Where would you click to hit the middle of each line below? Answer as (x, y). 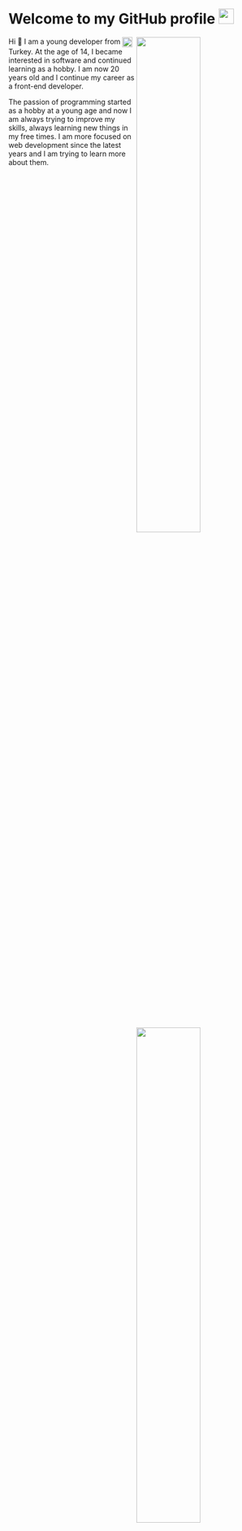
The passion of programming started (70, 102)
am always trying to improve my (62, 119)
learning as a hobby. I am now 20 (64, 69)
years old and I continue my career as (71, 78)
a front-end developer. (46, 86)
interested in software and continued (70, 60)
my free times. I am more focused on (70, 137)
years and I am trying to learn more (67, 154)
